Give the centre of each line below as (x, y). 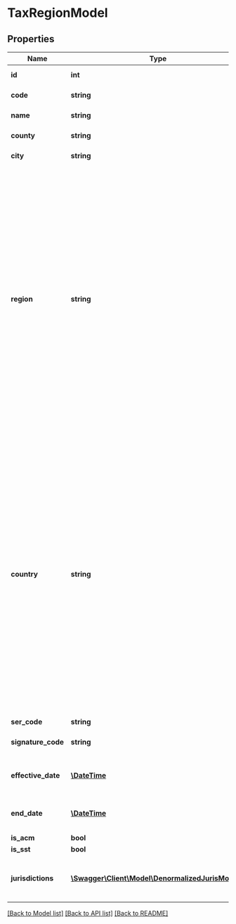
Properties (31, 39)
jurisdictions (32, 878)
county (23, 135)
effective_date (35, 775)
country (25, 574)
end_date (27, 813)
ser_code (27, 722)
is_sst (21, 849)
